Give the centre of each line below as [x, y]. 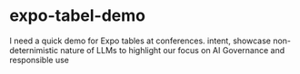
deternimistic [34, 50]
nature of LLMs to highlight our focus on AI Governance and [172, 50]
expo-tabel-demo [77, 16]
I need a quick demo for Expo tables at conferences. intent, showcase [140, 41]
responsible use [40, 60]
